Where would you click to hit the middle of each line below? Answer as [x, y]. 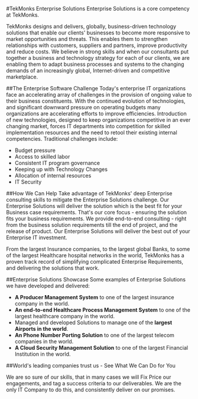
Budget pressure [35, 150]
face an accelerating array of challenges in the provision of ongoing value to [99, 95]
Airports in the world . [41, 329]
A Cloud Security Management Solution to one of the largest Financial [101, 348]
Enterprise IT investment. [37, 237]
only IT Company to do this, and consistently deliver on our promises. [91, 389]
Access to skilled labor [42, 156]
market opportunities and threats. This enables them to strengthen [87, 39]
